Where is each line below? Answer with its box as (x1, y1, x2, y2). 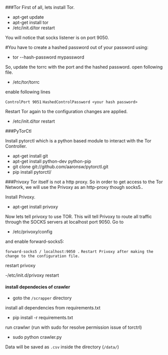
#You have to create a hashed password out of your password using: (5, 44, 149, 50)
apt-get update (12, 14, 44, 20)
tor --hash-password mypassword (12, 54, 84, 60)
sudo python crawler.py (12, 334, 62, 340)
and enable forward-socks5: (5, 238, 65, 244)
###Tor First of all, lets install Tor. (5, 5, 75, 10)
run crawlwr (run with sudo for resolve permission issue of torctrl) (5, 324, 142, 330)
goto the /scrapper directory (12, 295, 72, 301)
